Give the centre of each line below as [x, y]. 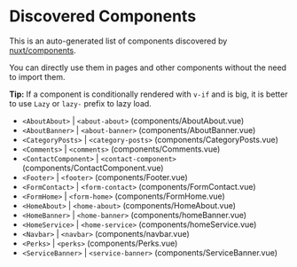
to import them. [37, 76]
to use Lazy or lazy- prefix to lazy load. [81, 103]
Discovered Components [103, 16]
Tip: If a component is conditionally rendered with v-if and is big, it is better [148, 94]
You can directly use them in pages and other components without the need [148, 67]
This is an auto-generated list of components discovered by [118, 41]
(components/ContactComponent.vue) [93, 168]
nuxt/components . [43, 50]
